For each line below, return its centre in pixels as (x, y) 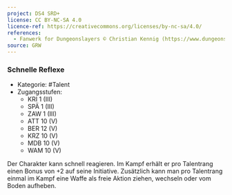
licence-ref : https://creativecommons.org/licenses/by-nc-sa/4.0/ (105, 26)
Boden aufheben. (32, 186)
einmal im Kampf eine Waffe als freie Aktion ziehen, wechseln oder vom (109, 178)
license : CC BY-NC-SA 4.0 (44, 20)
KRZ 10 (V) (43, 136)
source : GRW (24, 45)
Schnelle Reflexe (36, 70)
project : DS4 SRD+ (33, 13)
